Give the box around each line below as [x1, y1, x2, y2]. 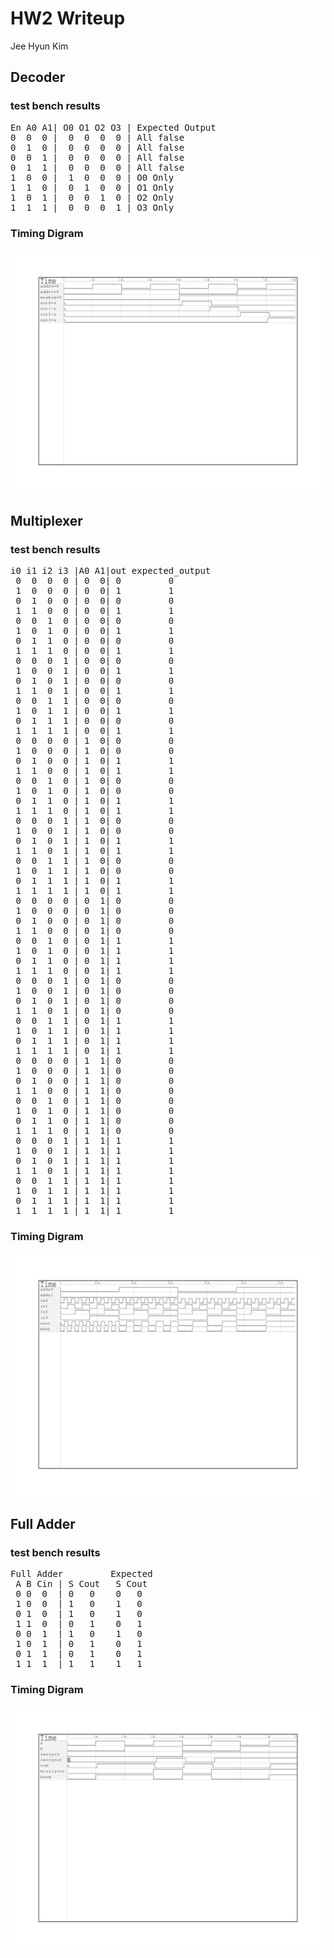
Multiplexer [10, 512, 83, 529]
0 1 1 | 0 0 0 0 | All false [10, 162, 185, 173]
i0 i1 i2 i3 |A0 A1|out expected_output [10, 565, 212, 576]
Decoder [10, 69, 66, 86]
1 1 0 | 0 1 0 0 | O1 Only [10, 182, 175, 193]
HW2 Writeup [10, 7, 126, 30]
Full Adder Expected [10, 1568, 153, 1580]
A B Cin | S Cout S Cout [15, 1578, 148, 1590]
